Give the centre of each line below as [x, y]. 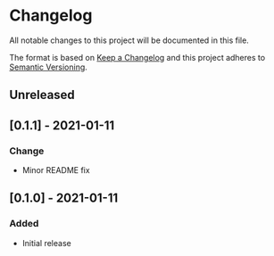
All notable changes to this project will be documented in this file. [129, 40]
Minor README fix [56, 170]
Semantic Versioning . [48, 67]
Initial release [46, 243]
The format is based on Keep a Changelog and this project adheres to [137, 57]
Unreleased [42, 95]
